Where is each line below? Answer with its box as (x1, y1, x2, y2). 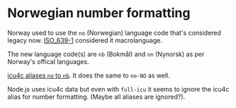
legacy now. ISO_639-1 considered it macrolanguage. (7, 36, 163, 44)
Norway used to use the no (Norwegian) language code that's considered (7, 28, 222, 37)
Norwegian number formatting (7, 5, 191, 21)
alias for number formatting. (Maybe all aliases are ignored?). (7, 92, 186, 101)
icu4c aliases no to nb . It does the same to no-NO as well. (7, 71, 170, 80)
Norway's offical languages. (7, 57, 90, 65)
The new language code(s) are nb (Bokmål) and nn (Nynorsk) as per (7, 50, 205, 58)
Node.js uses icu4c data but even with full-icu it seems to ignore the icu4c (7, 85, 230, 93)
